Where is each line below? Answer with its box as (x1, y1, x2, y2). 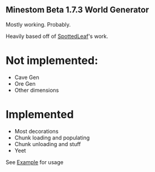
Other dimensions (14, 86, 59, 94)
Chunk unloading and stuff (14, 140, 81, 147)
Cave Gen (14, 74, 40, 81)
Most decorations (14, 127, 59, 135)
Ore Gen (14, 80, 36, 87)
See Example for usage (5, 158, 64, 165)
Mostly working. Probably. (5, 21, 71, 28)
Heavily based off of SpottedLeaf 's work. (5, 33, 108, 40)
